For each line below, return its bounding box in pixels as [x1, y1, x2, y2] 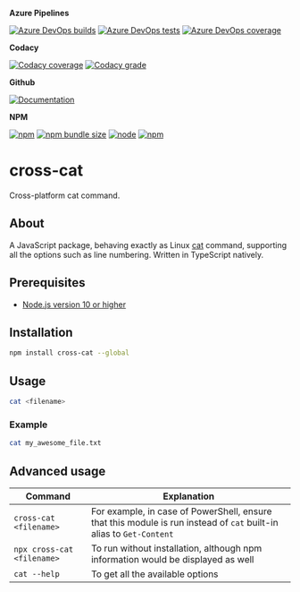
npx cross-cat [13, 544, 74, 554]
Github [9, 77, 36, 88]
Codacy [9, 42, 39, 53]
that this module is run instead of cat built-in [90, 516, 279, 528]
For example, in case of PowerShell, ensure [90, 505, 272, 518]
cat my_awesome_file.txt [9, 439, 102, 448]
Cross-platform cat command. [9, 190, 121, 201]
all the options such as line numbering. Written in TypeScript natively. [9, 249, 264, 260]
